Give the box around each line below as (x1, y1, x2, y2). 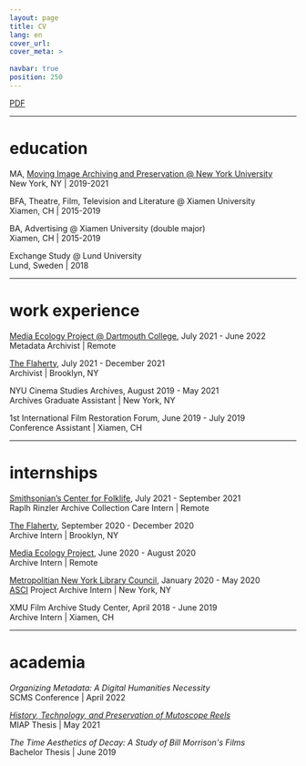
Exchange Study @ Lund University (9, 250, 143, 260)
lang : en (9, 30, 43, 39)
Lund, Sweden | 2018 (9, 260, 89, 271)
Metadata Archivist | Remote (9, 340, 117, 351)
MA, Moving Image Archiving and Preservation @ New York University (9, 168, 273, 179)
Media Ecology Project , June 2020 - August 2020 (9, 547, 197, 558)
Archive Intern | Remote (9, 557, 98, 567)
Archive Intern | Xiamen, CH (9, 611, 115, 622)
